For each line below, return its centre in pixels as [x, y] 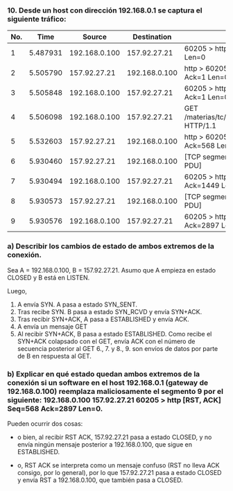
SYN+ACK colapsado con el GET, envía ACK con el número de [106, 341]
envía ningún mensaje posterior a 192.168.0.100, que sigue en [105, 444]
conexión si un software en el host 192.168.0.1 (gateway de [108, 382]
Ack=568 [199, 146]
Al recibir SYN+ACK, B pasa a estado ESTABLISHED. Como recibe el [114, 334]
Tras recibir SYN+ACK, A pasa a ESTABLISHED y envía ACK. [103, 319]
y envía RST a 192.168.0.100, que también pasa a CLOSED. [100, 480]
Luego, [17, 291]
